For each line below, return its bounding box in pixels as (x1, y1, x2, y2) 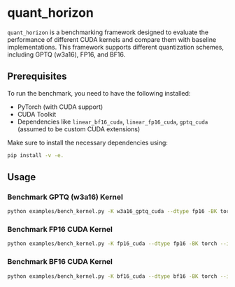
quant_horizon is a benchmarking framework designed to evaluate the (7, 28, 208, 36)
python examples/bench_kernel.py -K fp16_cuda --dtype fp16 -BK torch (7, 240, 218, 247)
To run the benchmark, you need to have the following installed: (7, 89, 191, 97)
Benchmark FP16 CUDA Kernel (7, 225, 113, 235)
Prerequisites (7, 71, 67, 82)
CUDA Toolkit (17, 110, 57, 118)
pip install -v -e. (7, 152, 64, 159)
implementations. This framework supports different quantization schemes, (7, 43, 224, 51)
